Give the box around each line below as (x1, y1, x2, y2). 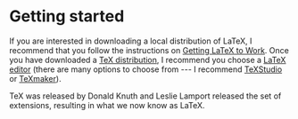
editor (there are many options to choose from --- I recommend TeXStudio (9, 64, 283, 75)
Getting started (9, 6, 125, 27)
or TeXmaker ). (9, 73, 62, 83)
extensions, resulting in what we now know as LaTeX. (9, 99, 205, 110)
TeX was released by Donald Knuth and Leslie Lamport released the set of (9, 91, 282, 101)
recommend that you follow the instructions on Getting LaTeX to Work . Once (9, 44, 290, 55)
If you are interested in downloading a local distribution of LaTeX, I (9, 36, 252, 46)
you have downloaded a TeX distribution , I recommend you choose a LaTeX (9, 54, 286, 65)
